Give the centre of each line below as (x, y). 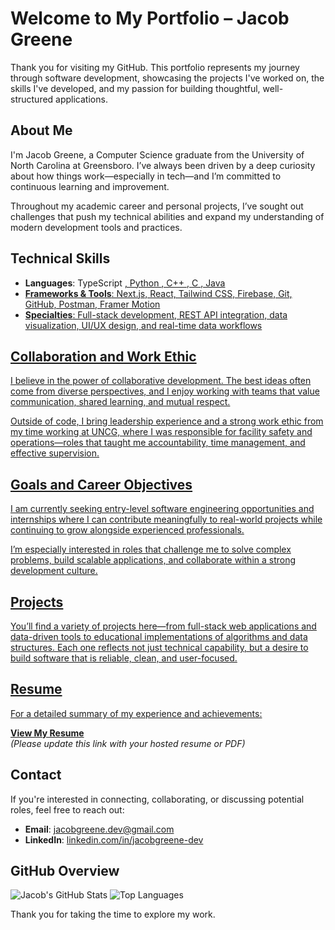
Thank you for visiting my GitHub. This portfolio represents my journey (155, 67)
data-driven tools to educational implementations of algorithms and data (159, 636)
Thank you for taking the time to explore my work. (113, 914)
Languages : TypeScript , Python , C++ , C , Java (125, 283)
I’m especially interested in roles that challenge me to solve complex (151, 549)
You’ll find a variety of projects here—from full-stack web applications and (163, 626)
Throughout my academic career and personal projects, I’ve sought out (157, 206)
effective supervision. (55, 453)
